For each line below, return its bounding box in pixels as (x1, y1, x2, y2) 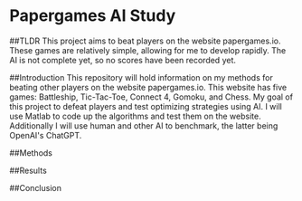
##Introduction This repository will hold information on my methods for (9, 72, 273, 82)
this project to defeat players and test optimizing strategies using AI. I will (9, 100, 282, 111)
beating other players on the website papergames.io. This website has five (9, 81, 288, 92)
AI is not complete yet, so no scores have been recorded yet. (9, 54, 237, 65)
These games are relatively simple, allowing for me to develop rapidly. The (9, 44, 287, 55)
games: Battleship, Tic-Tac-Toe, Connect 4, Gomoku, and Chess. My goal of (9, 91, 294, 102)
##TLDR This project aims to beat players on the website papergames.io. (9, 35, 281, 46)
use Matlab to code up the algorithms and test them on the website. (9, 110, 261, 121)
